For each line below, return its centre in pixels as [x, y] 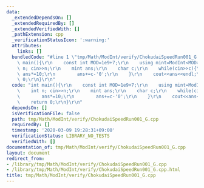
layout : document [28, 153]
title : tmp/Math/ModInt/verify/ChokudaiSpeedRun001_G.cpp [81, 176]
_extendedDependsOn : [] [42, 18]
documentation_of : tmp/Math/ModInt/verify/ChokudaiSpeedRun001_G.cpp [96, 147]
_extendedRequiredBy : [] [43, 23]
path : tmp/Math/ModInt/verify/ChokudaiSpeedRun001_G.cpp [85, 119]
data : [13, 12]
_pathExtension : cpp [38, 35]
